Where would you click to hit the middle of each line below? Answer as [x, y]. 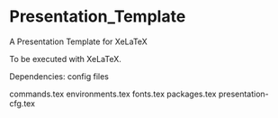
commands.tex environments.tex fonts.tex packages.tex [113, 94]
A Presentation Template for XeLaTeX [79, 41]
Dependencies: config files [59, 76]
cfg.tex [22, 103]
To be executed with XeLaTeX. [65, 59]
